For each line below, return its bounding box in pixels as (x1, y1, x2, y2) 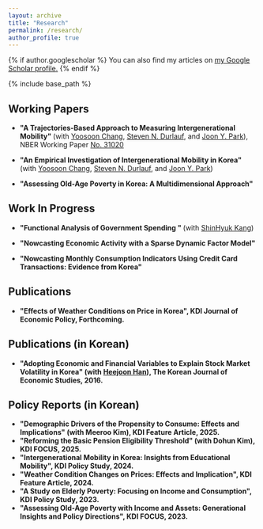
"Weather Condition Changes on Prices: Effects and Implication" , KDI (19, 470, 253, 479)
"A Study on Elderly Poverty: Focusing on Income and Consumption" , (19, 486, 253, 496)
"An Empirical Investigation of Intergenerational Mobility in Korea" (19, 155, 242, 165)
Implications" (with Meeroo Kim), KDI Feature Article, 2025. (19, 428, 220, 437)
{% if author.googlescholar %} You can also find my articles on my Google (8, 55, 250, 65)
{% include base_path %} (8, 79, 92, 89)
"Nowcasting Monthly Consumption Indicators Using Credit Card (19, 253, 239, 263)
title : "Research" (8, 19, 69, 27)
